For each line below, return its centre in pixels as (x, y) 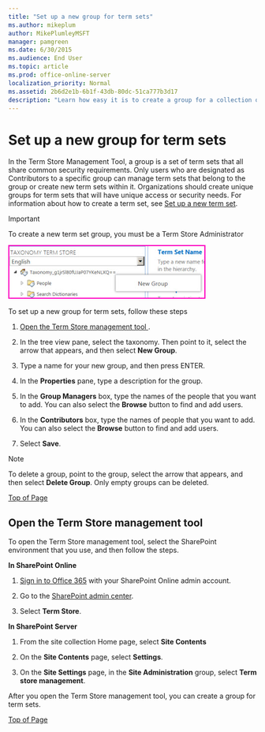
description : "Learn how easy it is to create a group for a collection (130, 100)
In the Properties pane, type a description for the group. (111, 381)
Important (24, 219)
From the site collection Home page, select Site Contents (113, 642)
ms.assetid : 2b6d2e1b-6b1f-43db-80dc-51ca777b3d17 (93, 91)
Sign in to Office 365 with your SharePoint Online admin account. (125, 581)
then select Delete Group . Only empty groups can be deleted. (108, 483)
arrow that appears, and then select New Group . (98, 350)
